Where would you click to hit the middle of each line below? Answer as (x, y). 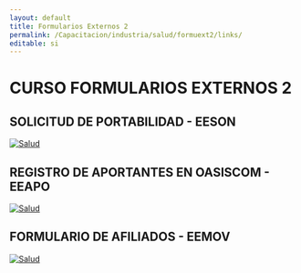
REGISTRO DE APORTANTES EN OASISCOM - (140, 172)
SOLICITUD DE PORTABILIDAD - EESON (123, 121)
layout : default (40, 18)
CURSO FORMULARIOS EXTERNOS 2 (150, 88)
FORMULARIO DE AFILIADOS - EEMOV (120, 237)
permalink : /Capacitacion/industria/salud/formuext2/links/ (126, 35)
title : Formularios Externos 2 (69, 26)
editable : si (34, 43)
